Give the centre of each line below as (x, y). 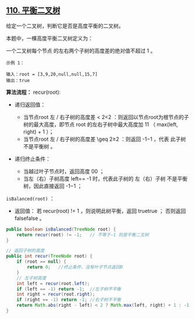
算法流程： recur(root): (34, 92)
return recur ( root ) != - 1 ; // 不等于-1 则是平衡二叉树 (83, 235)
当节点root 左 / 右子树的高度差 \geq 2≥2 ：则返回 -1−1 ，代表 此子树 (105, 139)
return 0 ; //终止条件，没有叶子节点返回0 (75, 267)
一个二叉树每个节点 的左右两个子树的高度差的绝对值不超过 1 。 (81, 50)
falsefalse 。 (29, 218)
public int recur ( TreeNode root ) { (49, 256)
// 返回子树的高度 (25, 251)
